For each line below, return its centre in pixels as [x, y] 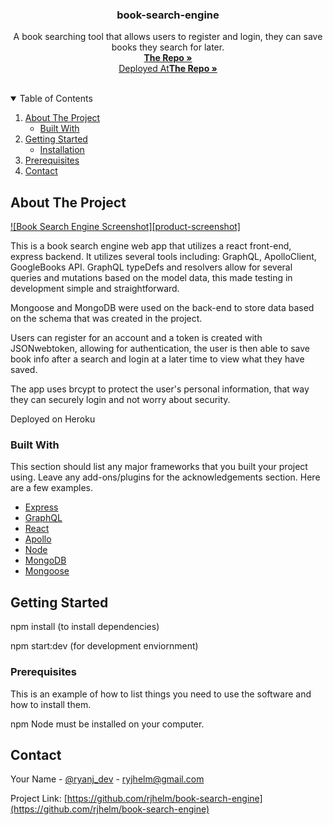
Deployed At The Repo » [168, 69]
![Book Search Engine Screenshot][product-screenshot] [125, 227]
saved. [24, 370]
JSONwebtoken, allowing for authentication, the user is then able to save [160, 349]
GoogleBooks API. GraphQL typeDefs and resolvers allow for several [151, 267]
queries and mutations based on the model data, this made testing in [151, 278]
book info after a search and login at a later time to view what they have [157, 359]
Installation [62, 150]
